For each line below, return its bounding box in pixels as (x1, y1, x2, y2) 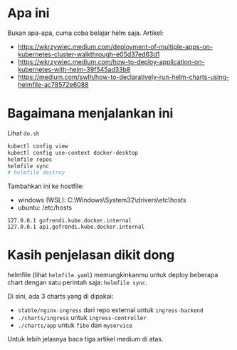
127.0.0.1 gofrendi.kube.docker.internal (7, 217, 132, 225)
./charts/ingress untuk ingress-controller (17, 314, 147, 322)
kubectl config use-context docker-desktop (7, 149, 139, 156)
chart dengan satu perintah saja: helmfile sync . (7, 278, 147, 287)
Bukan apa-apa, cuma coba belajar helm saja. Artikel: (7, 29, 164, 37)
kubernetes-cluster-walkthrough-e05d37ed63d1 (17, 50, 160, 58)
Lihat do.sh (7, 128, 40, 137)
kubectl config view (7, 143, 69, 150)
